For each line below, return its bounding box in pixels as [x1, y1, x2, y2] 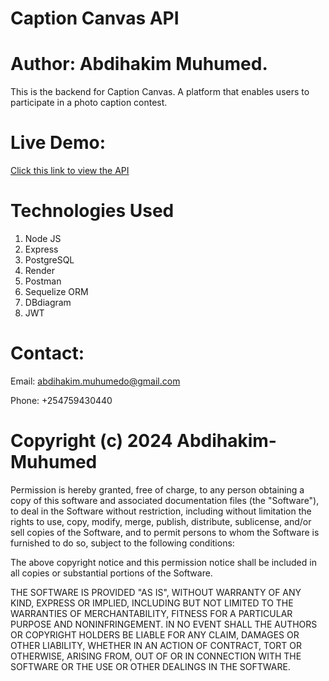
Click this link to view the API [10, 165, 130, 177]
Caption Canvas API [10, 7, 180, 30]
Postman [24, 275, 62, 287]
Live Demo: [10, 132, 106, 154]
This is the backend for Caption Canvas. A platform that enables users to [10, 86, 310, 98]
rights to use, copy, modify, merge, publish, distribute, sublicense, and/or [10, 515, 312, 527]
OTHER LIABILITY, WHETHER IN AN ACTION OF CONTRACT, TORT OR [10, 639, 302, 651]
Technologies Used [10, 200, 175, 222]
